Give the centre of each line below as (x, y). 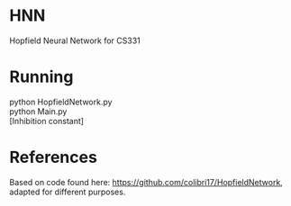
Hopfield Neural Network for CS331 (75, 40)
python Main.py (38, 111)
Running (41, 77)
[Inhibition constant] (46, 121)
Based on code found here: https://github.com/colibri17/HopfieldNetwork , (146, 182)
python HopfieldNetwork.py (61, 102)
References (53, 157)
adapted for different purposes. (68, 192)
